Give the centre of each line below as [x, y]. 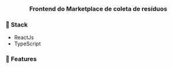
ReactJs [24, 38]
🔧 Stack [17, 24]
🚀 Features [21, 59]
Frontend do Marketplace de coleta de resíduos [98, 9]
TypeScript [27, 44]
